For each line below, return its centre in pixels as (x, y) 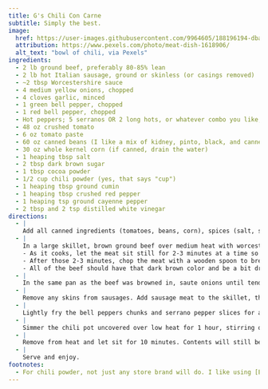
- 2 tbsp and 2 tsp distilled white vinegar (91, 208)
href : (25, 38)
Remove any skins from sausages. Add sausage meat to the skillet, (137, 298)
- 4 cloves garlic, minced (60, 97)
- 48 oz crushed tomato (55, 127)
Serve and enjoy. (51, 357)
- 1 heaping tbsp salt (53, 157)
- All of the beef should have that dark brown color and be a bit (137, 268)
